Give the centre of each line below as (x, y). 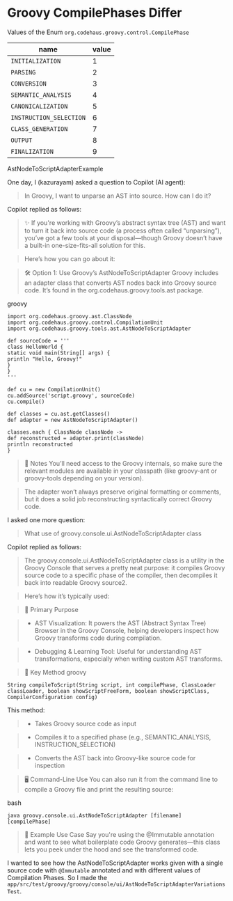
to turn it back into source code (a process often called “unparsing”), (123, 230)
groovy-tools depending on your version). (84, 478)
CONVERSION (29, 84)
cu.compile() (26, 402)
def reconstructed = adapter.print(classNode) (76, 438)
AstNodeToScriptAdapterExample (55, 169)
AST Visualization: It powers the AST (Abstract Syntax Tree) (120, 623)
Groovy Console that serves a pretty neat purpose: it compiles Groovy (124, 567)
